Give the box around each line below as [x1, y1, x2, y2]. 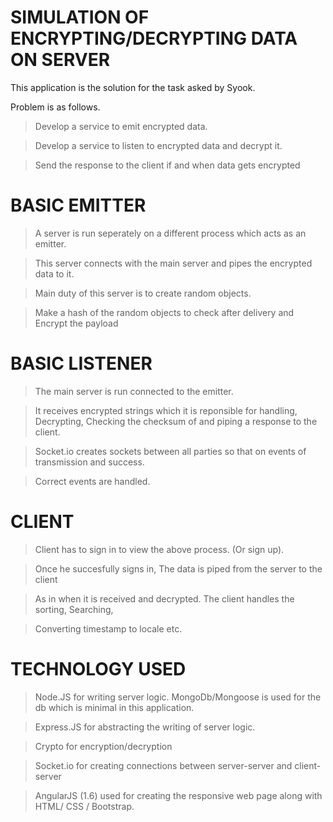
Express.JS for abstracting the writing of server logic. [34, 721, 256, 733]
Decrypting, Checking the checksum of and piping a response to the [34, 415, 318, 427]
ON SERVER [10, 49, 111, 71]
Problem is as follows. [10, 101, 101, 113]
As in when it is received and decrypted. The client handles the [34, 592, 295, 605]
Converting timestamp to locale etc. [34, 622, 183, 635]
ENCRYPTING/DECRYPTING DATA [10, 27, 298, 50]
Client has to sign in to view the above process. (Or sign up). [34, 543, 285, 555]
